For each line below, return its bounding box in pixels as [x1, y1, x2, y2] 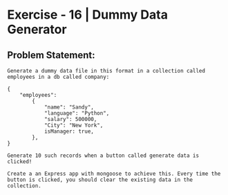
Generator [7, 21, 67, 37]
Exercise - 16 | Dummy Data [7, 7, 168, 23]
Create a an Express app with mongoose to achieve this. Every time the [7, 170, 221, 177]
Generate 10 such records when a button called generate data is [7, 152, 199, 159]
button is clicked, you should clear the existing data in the [7, 176, 193, 183]
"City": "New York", [44, 122, 104, 129]
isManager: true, [44, 128, 95, 135]
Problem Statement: [7, 49, 95, 61]
